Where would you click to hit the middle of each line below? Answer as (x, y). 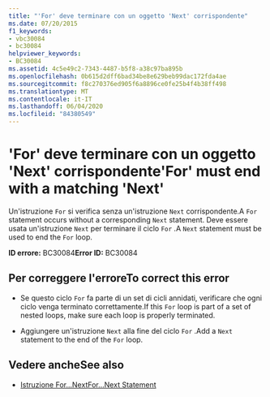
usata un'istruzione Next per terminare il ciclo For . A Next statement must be (135, 228)
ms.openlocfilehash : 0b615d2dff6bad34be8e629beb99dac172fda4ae (118, 76)
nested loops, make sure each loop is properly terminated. (118, 315)
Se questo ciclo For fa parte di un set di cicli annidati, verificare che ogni (141, 298)
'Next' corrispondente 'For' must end (135, 172)
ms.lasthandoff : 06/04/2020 (56, 106)
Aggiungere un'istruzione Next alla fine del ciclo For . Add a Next (126, 330)
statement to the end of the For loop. (81, 339)
